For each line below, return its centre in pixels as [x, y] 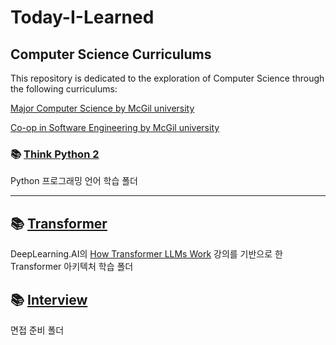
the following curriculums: [64, 89]
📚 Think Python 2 [55, 154]
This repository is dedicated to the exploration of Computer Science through [167, 78]
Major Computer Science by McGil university [102, 108]
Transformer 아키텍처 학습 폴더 [72, 267]
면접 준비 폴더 [37, 330]
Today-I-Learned [82, 17]
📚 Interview [49, 299]
